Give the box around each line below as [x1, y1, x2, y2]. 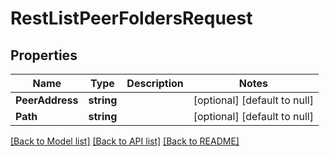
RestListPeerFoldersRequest [10, 7, 253, 30]
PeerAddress [15, 93, 79, 107]
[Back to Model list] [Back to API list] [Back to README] [10, 135, 240, 147]
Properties [10, 47, 78, 64]
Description [126, 77, 184, 90]
